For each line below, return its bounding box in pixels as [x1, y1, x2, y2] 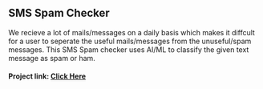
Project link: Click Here [8, 71, 87, 81]
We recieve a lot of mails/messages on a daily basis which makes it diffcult [8, 27, 255, 37]
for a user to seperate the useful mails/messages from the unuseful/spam [8, 36, 252, 46]
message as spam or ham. [8, 53, 96, 63]
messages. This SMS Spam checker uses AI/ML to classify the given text [8, 44, 249, 55]
